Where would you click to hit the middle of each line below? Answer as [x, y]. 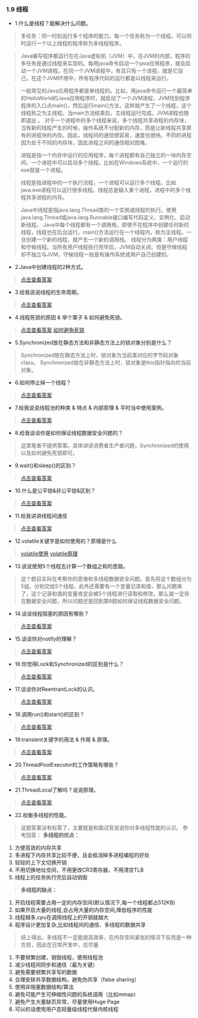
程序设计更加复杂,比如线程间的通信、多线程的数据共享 [80, 925]
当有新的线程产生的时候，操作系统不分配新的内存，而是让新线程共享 [103, 128]
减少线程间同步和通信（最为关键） [56, 965]
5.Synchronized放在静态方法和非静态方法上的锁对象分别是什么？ [93, 342]
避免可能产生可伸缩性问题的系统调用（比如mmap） [77, 994]
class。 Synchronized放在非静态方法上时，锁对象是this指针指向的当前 [106, 363]
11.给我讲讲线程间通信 [41, 516]
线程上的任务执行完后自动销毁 [51, 878]
